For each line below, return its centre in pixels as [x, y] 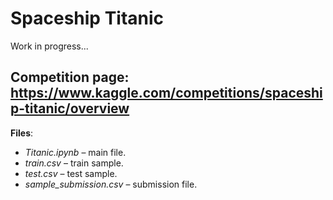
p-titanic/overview [70, 108]
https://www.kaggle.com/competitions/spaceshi [166, 93]
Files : [22, 133]
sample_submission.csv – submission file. [111, 184]
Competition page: [70, 77]
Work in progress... [49, 46]
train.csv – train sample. [74, 163]
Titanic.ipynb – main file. [75, 152]
